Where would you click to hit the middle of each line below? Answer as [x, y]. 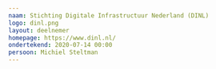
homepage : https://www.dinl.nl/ [62, 38]
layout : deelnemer [39, 30]
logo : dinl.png [34, 23]
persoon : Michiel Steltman [53, 52]
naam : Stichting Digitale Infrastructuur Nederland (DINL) [109, 15]
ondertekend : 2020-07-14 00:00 [60, 45]
